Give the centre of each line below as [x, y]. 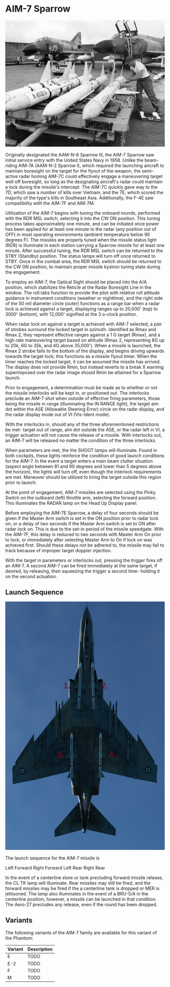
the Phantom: [19, 938]
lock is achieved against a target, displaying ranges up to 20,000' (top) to [81, 309]
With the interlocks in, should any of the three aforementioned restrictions [82, 424]
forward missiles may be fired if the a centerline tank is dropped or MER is [82, 888]
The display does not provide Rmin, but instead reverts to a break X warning [84, 367]
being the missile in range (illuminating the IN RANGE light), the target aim [82, 403]
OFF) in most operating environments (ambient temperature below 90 [78, 234]
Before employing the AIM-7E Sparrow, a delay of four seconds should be [82, 513]
